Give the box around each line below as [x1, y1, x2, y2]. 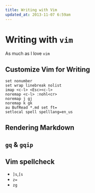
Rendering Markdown [5, 123, 74, 132]
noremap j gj [5, 96, 33, 102]
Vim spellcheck [5, 158, 55, 166]
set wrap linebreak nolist [5, 83, 62, 88]
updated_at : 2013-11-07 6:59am [5, 12, 71, 17]
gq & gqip [5, 140, 34, 149]
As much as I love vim [5, 51, 50, 57]
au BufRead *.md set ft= [5, 105, 57, 110]
